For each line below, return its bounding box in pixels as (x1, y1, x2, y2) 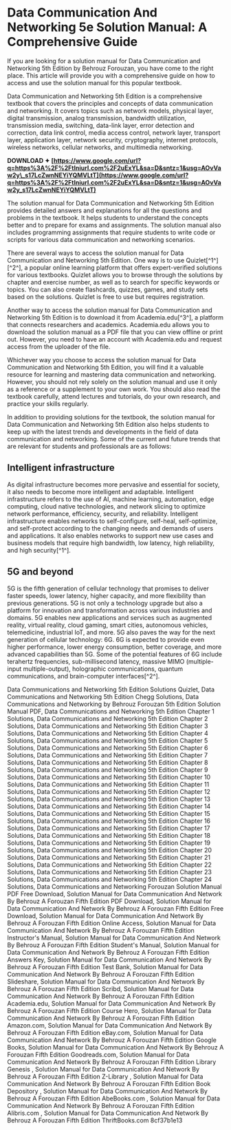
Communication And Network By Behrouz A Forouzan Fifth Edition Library (7, 1057, 217, 1066)
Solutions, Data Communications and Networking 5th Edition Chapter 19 (7, 839, 211, 847)
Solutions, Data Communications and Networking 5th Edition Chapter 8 (7, 758, 208, 766)
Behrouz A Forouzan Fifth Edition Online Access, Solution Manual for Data (7, 919, 217, 927)
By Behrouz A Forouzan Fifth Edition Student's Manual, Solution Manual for (7, 940, 219, 949)
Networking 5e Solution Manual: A (7, 19, 208, 35)
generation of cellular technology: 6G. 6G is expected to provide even (7, 635, 205, 643)
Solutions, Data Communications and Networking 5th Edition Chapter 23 (7, 867, 212, 876)
